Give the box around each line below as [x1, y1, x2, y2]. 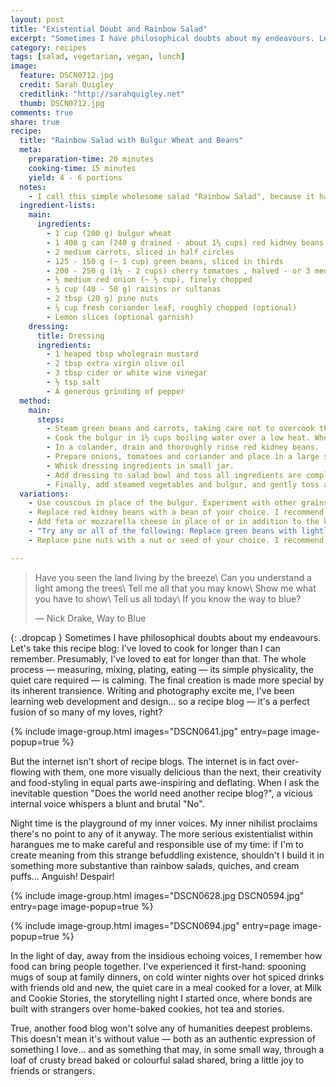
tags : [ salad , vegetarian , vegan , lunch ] [10, 52, 186, 62]
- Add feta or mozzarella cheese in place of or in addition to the [28, 517, 320, 527]
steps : [36, 414, 65, 425]
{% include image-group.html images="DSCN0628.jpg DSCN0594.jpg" [10, 889, 305, 901]
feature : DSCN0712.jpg [19, 71, 114, 81]
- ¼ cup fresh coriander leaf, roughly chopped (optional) [46, 303, 298, 313]
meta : [19, 145, 43, 155]
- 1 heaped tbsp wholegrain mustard [46, 349, 199, 360]
